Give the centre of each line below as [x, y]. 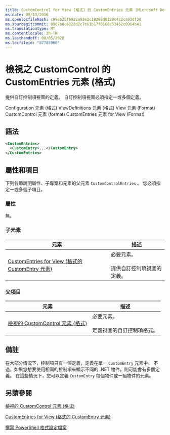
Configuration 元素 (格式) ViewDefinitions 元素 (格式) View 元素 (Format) [80, 108]
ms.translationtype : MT [30, 29]
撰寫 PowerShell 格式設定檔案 [36, 427]
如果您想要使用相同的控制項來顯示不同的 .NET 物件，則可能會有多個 [84, 369]
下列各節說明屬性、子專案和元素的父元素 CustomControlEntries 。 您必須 [81, 183]
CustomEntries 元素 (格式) [61, 82]
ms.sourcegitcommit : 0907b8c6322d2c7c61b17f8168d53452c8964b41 [73, 24]
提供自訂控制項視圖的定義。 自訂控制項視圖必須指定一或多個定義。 [75, 97]
